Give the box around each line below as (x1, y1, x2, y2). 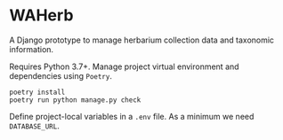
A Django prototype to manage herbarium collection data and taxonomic (9, 35, 274, 45)
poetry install (9, 88, 66, 97)
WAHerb (9, 5, 74, 26)
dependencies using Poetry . (9, 70, 113, 81)
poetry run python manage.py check (9, 95, 141, 105)
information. (9, 43, 54, 54)
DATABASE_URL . (9, 121, 60, 131)
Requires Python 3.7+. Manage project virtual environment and (9, 61, 239, 72)
